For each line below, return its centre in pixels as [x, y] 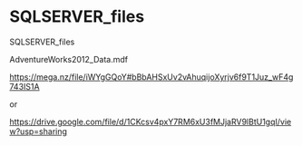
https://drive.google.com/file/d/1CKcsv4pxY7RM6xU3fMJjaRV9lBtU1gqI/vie [151, 122]
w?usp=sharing [39, 131]
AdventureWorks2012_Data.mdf [69, 59]
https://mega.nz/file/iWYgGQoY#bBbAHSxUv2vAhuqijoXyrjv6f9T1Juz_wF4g [151, 77]
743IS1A [24, 86]
